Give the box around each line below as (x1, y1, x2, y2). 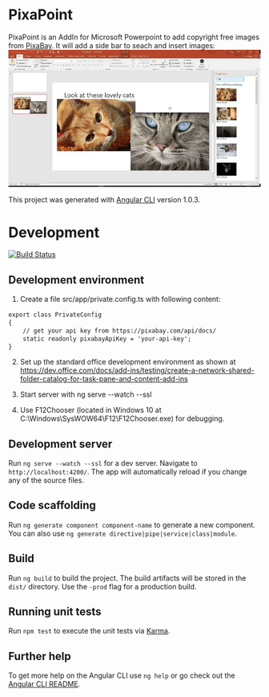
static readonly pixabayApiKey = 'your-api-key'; (22, 335, 192, 343)
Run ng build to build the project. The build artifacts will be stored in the (8, 573, 247, 583)
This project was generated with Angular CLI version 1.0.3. (8, 195, 201, 205)
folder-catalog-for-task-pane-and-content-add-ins (19, 374, 188, 384)
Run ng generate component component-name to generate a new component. (8, 520, 256, 529)
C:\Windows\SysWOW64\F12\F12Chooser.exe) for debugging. (19, 414, 225, 423)
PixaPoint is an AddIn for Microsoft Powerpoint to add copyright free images (8, 32, 260, 42)
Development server (8, 437, 113, 450)
